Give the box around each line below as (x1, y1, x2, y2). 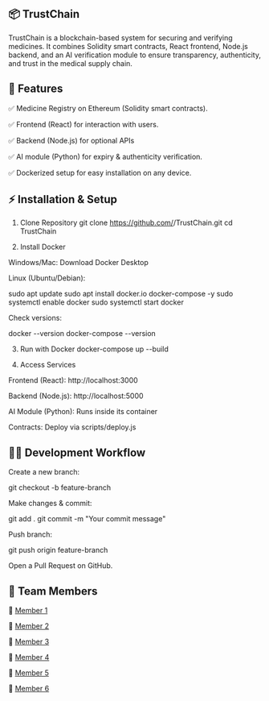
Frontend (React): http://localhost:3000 (8, 375, 138, 385)
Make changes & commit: (8, 499, 92, 508)
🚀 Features (8, 82, 63, 96)
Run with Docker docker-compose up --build (19, 344, 169, 354)
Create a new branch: (8, 467, 80, 477)
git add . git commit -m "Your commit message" (8, 514, 166, 524)
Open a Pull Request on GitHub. (8, 561, 113, 570)
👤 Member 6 (8, 684, 50, 694)
